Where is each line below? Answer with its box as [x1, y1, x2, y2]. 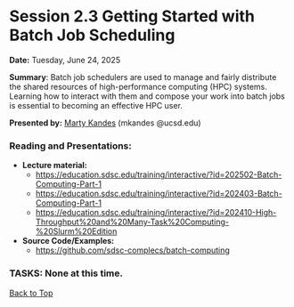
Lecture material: [21, 160, 87, 171]
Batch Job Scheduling [9, 25, 176, 45]
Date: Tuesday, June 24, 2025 [9, 54, 121, 65]
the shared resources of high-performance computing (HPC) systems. [9, 81, 267, 92]
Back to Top [9, 287, 53, 298]
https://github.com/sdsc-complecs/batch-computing [35, 245, 230, 255]
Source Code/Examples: [21, 236, 115, 246]
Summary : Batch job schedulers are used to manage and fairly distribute [9, 71, 277, 82]
